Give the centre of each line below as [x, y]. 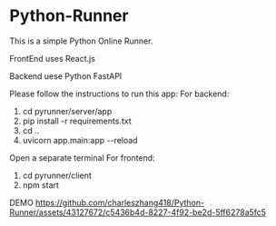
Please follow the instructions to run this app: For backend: [119, 93]
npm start [40, 185]
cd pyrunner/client [57, 175]
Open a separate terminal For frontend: [83, 157]
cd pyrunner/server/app [67, 111]
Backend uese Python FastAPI [66, 76]
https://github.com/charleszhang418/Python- [120, 202]
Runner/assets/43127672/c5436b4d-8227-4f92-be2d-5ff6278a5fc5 [138, 212]
